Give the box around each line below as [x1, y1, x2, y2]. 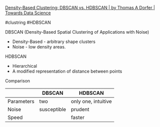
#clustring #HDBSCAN [5, 20, 51, 25]
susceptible [39, 106, 67, 113]
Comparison [5, 78, 31, 84]
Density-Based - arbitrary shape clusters [12, 39, 96, 44]
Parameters [7, 98, 35, 105]
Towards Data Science [5, 10, 51, 16]
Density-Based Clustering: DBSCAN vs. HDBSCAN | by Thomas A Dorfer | [5, 5, 156, 10]
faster [71, 114, 85, 121]
